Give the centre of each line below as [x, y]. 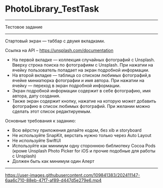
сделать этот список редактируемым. [52, 111]
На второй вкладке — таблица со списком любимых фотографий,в [81, 75]
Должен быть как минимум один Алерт [53, 161]
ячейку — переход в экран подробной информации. [66, 85]
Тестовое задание [24, 27]
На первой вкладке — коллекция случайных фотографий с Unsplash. [83, 60]
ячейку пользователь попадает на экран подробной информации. [81, 70]
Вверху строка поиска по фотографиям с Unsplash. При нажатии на [82, 65]
